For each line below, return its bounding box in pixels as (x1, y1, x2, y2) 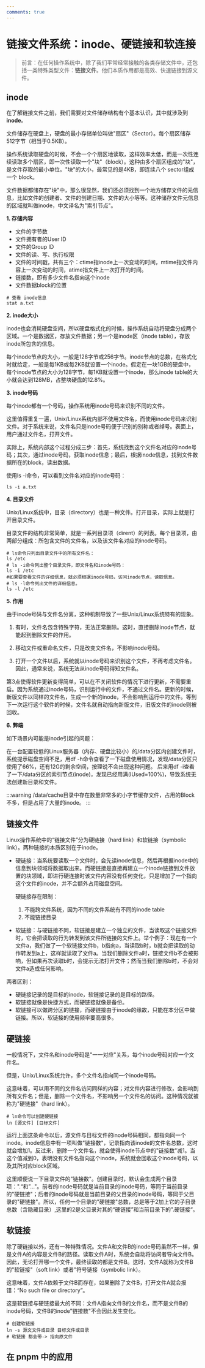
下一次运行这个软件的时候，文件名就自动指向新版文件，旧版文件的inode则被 (6, 701, 197, 709)
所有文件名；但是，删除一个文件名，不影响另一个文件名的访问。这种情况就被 (6, 1092, 199, 1100)
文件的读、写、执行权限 (15, 251, 74, 258)
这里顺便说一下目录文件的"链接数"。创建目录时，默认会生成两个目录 (6, 1175, 178, 1182)
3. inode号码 (6, 389, 38, 397)
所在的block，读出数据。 (11, 459, 74, 466)
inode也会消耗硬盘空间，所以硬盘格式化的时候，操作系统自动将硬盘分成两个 (6, 325, 197, 332)
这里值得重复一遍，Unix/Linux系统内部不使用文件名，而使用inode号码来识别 (6, 415, 197, 423)
